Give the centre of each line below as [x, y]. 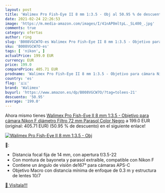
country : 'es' [20, 78]
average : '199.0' [23, 102]
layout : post [18, 10]
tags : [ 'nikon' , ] [25, 51]
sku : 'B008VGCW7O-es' [27, 46]
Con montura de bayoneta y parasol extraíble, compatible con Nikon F [83, 160]
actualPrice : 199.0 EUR [29, 56]
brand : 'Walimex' [23, 88]
